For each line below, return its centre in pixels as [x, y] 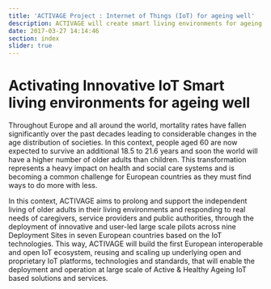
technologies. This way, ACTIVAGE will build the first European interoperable [136, 244]
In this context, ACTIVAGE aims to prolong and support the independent [128, 201]
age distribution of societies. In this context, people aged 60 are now [123, 143]
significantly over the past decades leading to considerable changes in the [133, 134]
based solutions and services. [58, 279]
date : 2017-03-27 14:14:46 [54, 31]
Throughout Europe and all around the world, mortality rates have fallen [127, 125]
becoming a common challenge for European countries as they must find [130, 177]
